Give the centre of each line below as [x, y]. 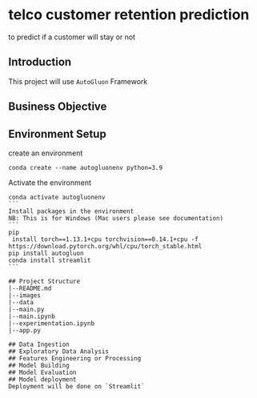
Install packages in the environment [71, 211]
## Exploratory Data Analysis [59, 351]
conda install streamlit [50, 260]
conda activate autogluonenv [57, 197]
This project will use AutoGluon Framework [78, 81]
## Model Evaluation [43, 372]
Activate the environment [50, 183]
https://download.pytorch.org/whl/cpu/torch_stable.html [105, 246]
